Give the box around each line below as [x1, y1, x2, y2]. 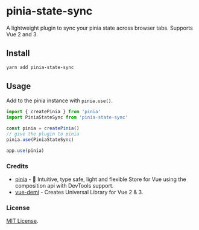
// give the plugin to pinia [6, 131, 80, 137]
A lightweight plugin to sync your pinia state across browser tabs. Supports [6, 24, 193, 31]
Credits [6, 162, 28, 170]
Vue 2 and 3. [6, 30, 38, 38]
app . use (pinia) [6, 147, 45, 154]
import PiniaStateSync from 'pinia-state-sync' [6, 114, 128, 120]
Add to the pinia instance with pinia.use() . [6, 97, 113, 104]
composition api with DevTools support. [14, 182, 114, 189]
